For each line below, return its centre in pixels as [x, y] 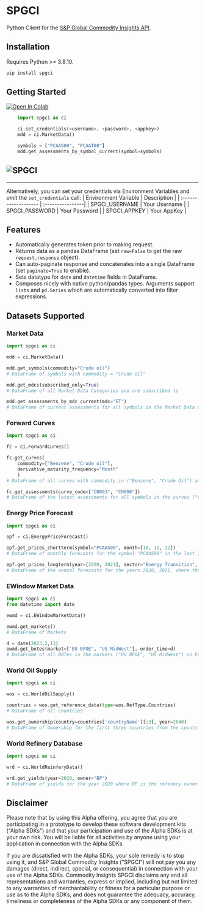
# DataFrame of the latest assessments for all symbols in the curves [98, 497]
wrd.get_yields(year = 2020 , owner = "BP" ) [57, 778]
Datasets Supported [45, 316]
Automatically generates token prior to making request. [85, 244]
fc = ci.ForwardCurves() [38, 447]
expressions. [31, 297]
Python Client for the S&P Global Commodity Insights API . [79, 28]
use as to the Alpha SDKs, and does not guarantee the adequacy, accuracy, [101, 894]
